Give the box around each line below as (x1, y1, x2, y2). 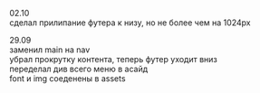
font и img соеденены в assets (9, 73, 126, 84)
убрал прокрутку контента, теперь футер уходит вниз (9, 54, 217, 64)
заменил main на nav (9, 44, 91, 55)
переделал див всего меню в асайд (9, 63, 149, 74)
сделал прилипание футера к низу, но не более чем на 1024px (9, 17, 251, 28)
